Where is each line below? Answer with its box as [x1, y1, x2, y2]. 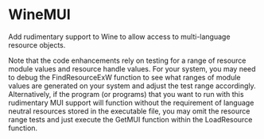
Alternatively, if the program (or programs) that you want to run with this [8, 89, 244, 98]
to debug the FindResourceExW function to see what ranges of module [8, 72, 241, 82]
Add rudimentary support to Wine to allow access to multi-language [8, 32, 231, 41]
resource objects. [8, 40, 66, 49]
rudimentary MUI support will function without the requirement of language [8, 98, 254, 107]
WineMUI [8, 6, 72, 24]
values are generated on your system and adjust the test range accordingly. [8, 81, 256, 91]
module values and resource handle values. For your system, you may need [8, 64, 256, 73]
